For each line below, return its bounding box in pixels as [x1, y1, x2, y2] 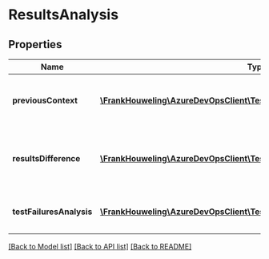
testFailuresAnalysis [12, 206, 93, 217]
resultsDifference [12, 153, 81, 164]
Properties [8, 38, 62, 51]
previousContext [12, 95, 78, 106]
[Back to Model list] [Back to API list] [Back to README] [8, 242, 192, 251]
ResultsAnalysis [8, 6, 118, 24]
